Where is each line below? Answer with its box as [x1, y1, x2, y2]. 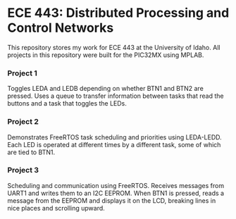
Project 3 [7, 165, 39, 175]
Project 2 [7, 117, 39, 127]
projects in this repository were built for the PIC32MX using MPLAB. [7, 51, 204, 59]
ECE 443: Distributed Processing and [7, 5, 230, 21]
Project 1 [7, 68, 37, 78]
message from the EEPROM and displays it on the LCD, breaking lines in [7, 196, 216, 205]
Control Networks [7, 20, 114, 36]
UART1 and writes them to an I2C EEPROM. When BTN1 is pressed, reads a [7, 189, 224, 197]
